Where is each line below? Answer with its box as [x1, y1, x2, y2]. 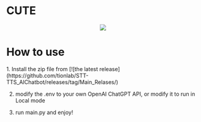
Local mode [15, 96, 45, 104]
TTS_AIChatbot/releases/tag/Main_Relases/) [6, 78, 118, 86]
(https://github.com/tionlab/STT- [6, 72, 89, 79]
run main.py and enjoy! [15, 109, 74, 116]
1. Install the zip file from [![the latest [6, 65, 98, 72]
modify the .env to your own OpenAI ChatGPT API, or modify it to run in [15, 90, 195, 97]
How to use [6, 45, 65, 59]
